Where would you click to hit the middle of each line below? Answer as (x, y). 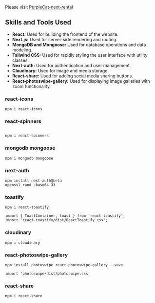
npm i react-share (24, 296)
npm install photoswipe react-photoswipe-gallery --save (64, 265)
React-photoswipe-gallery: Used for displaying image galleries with (81, 81)
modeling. (22, 50)
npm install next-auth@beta (34, 181)
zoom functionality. (31, 86)
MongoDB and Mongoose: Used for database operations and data (79, 45)
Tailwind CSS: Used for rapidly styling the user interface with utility (80, 55)
